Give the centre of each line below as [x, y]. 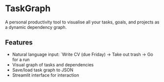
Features [19, 43]
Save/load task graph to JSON [43, 70]
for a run [21, 60]
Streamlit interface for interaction [46, 75]
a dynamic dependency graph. [36, 27]
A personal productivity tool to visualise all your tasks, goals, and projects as [82, 22]
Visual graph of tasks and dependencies [53, 64]
